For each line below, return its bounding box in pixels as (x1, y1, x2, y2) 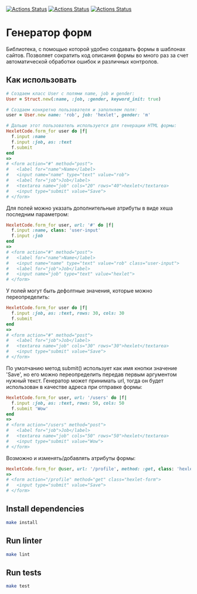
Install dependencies (6, 504, 84, 514)
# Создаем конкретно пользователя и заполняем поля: (6, 106, 138, 113)
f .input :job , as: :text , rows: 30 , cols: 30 (11, 310, 125, 316)
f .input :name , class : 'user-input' (11, 227, 101, 233)
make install (6, 519, 38, 525)
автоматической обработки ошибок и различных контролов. (6, 58, 159, 65)
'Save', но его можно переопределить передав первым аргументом (6, 371, 177, 378)
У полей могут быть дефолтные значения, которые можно (6, 287, 152, 294)
